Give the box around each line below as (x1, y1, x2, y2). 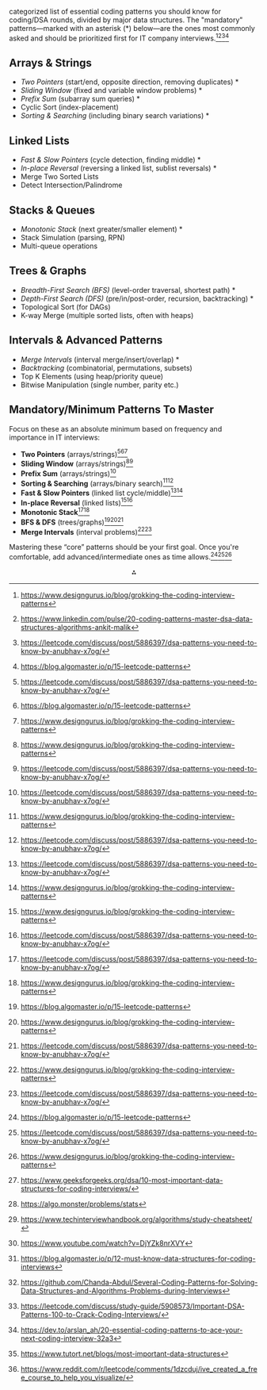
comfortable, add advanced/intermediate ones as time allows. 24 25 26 (9, 551, 232, 562)
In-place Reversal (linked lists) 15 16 (20, 496, 133, 507)
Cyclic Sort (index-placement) (20, 102, 120, 112)
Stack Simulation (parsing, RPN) (20, 233, 125, 243)
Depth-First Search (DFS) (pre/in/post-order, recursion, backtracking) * (20, 294, 254, 303)
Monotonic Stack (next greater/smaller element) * (20, 225, 183, 234)
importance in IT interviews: (9, 432, 101, 442)
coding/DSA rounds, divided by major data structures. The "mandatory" (9, 15, 243, 25)
